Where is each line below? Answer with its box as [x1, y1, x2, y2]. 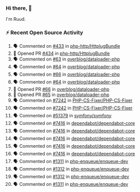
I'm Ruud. [6, 16, 26, 22]
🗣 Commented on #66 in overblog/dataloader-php [13, 71, 120, 77]
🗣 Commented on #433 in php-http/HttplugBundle [13, 43, 121, 49]
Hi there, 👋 [6, 5, 32, 12]
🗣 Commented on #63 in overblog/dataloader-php [13, 56, 120, 62]
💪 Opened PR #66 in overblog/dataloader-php [13, 86, 110, 92]
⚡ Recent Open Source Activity [6, 29, 83, 36]
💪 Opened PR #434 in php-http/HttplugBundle [13, 50, 110, 56]
